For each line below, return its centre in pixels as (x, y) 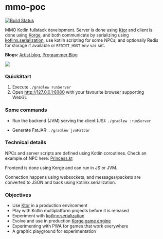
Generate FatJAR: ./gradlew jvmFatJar (51, 130)
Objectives (18, 195)
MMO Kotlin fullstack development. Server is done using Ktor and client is (79, 30)
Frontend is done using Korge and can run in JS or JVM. (61, 168)
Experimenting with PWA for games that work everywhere (70, 226)
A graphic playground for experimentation (54, 231)
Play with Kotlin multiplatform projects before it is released (70, 211)
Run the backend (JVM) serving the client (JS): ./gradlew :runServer (81, 120)
